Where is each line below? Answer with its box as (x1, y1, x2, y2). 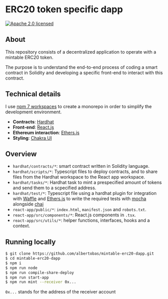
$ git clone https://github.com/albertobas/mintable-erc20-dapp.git (5, 251, 154, 256)
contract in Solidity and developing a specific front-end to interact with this (5, 69, 163, 76)
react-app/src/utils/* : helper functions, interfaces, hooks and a (12, 217, 150, 223)
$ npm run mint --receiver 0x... (5, 280, 77, 285)
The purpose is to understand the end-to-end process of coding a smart (5, 64, 158, 70)
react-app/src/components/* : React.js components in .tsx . (12, 212, 136, 218)
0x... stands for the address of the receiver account (5, 289, 116, 295)
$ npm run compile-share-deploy (5, 270, 74, 275)
